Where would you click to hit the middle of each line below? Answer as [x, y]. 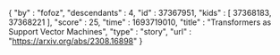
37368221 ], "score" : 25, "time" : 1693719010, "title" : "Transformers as [140, 22]
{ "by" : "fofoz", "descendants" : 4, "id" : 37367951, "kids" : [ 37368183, [140, 13]
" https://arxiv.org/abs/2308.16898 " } [76, 41]
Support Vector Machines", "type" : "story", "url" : [100, 31]
